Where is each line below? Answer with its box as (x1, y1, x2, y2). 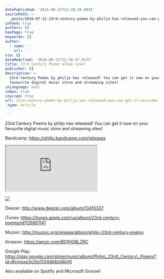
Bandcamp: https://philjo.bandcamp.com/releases (5, 135, 106, 141)
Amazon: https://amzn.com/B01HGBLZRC (5, 239, 89, 245)
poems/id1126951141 (5, 220, 46, 226)
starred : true (5, 93, 34, 98)
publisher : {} (5, 67, 34, 71)
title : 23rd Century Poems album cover (5, 62, 86, 67)
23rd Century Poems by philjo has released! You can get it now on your (5, 120, 148, 126)
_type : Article (5, 103, 36, 108)
